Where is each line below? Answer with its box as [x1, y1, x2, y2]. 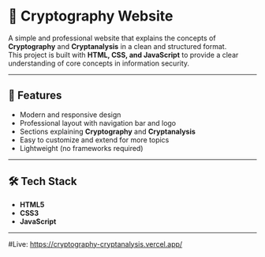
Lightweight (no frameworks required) [19, 143, 144, 153]
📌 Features [8, 89, 62, 102]
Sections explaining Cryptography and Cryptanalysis [19, 127, 196, 136]
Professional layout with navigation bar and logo [19, 118, 176, 127]
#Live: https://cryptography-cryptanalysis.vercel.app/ [8, 239, 183, 248]
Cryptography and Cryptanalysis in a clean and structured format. [8, 41, 227, 51]
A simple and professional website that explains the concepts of [8, 33, 216, 43]
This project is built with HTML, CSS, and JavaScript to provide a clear [8, 50, 239, 59]
